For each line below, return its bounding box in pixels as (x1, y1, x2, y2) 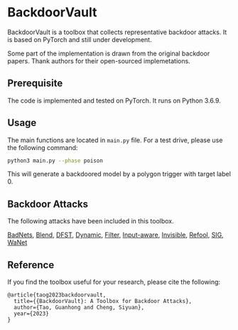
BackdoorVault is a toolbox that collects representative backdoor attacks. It (7, 28, 227, 36)
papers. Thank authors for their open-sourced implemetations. (7, 56, 190, 65)
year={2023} (13, 310, 50, 317)
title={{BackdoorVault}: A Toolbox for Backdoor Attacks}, (13, 298, 193, 305)
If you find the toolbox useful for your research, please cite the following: (7, 278, 221, 287)
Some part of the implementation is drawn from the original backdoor (7, 49, 210, 58)
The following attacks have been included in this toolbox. (7, 217, 174, 225)
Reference (7, 259, 55, 271)
